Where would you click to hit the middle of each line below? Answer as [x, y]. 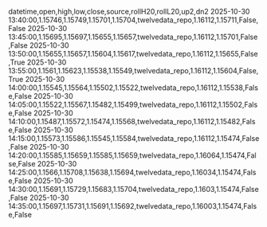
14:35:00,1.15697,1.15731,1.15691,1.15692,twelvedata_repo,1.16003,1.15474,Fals [133, 206]
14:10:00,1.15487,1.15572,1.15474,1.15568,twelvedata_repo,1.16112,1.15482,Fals [132, 121]
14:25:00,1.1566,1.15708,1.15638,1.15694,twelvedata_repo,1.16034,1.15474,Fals [132, 172]
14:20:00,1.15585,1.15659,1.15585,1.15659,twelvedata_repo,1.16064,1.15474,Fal [132, 155]
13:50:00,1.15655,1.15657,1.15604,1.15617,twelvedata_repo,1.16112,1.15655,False [133, 54]
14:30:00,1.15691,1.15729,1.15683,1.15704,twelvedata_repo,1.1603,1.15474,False [133, 189]
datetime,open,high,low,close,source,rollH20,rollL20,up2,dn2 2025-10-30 [129, 12]
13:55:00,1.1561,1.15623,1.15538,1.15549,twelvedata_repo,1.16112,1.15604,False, [133, 70]
